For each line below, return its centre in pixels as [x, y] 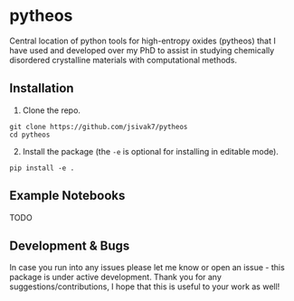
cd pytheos [30, 135]
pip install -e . [42, 168]
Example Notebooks [67, 196]
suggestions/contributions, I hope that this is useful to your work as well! [145, 287]
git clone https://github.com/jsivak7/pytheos [99, 127]
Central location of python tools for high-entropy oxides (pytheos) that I [142, 41]
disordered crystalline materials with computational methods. [123, 60]
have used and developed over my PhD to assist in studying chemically [142, 50]
